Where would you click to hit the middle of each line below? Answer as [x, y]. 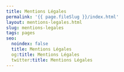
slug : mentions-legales [35, 28]
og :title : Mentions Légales [46, 55]
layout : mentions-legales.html [44, 22]
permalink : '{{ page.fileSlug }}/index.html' [62, 17]
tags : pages [20, 33]
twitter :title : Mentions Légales [52, 60]
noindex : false [30, 44]
